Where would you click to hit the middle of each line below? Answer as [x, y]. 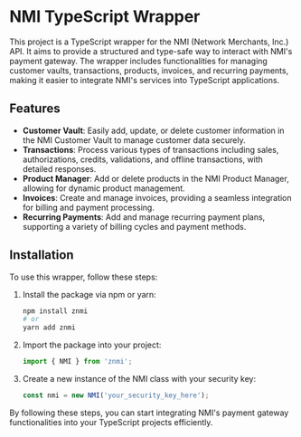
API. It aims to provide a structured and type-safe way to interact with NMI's [151, 51]
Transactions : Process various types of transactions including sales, [150, 149]
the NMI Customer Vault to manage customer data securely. [134, 140]
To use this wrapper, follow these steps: [84, 277]
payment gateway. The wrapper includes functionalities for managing [139, 61]
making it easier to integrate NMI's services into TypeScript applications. [145, 80]
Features [35, 109]
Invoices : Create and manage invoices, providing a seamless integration [157, 197]
